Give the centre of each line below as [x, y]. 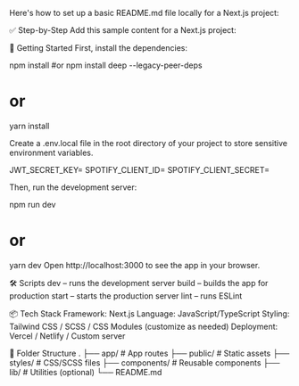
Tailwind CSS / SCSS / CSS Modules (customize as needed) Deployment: [144, 326]
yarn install [29, 126]
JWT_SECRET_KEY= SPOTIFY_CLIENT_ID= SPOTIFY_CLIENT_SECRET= [140, 169]
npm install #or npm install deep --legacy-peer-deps [106, 65]
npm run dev [33, 204]
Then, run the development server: [73, 187]
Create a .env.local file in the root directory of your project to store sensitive [149, 143]
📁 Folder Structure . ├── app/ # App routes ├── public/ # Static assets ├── [149, 353]
